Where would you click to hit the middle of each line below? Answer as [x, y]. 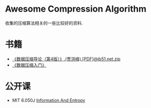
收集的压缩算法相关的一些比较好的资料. [44, 23]
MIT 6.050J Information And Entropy [49, 100]
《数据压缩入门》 [29, 65]
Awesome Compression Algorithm [76, 9]
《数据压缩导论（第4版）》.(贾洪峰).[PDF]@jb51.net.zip [66, 59]
